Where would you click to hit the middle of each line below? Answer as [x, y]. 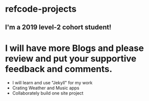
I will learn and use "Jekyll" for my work [52, 82]
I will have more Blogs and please [74, 48]
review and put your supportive [71, 59]
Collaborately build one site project [48, 93]
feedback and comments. [59, 69]
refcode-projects [41, 9]
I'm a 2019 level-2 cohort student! [58, 27]
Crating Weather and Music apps [46, 88]
